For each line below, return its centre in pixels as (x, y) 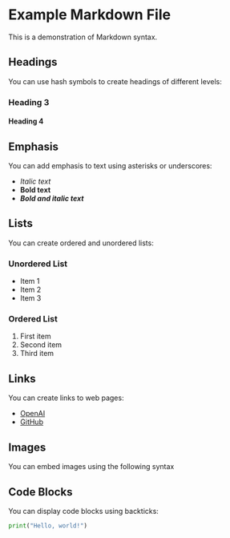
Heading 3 (29, 102)
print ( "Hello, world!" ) (48, 526)
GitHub (32, 422)
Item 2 (30, 289)
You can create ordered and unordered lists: (81, 243)
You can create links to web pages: (66, 398)
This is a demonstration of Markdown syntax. (83, 37)
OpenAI (32, 414)
